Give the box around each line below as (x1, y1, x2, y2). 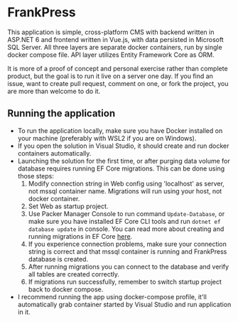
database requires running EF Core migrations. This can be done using (17, 164, 225, 173)
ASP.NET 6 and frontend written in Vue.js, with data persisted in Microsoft (7, 35, 224, 43)
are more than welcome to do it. (7, 87, 101, 95)
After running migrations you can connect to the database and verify (28, 262, 229, 271)
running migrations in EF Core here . (28, 232, 133, 240)
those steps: (17, 171, 55, 180)
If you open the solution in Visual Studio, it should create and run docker (17, 141, 229, 150)
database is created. (28, 254, 89, 263)
